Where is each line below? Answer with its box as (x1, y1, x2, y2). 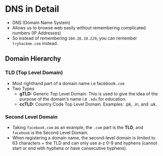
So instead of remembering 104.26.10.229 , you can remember (12, 35, 138, 41)
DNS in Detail (5, 3, 60, 15)
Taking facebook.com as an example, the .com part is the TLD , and (12, 124, 143, 130)
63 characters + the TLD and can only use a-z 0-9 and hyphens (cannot (12, 140, 158, 146)
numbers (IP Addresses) (12, 30, 61, 36)
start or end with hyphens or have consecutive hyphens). (12, 145, 127, 151)
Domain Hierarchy (5, 55, 61, 63)
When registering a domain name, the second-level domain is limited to (12, 134, 156, 140)
